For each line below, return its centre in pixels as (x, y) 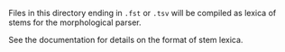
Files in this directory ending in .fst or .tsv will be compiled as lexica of (142, 13)
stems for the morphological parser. (75, 22)
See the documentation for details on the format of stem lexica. (126, 40)
